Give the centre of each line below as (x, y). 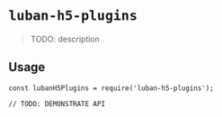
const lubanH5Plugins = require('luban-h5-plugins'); (111, 88)
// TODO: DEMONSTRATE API (57, 103)
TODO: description (65, 39)
